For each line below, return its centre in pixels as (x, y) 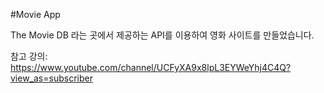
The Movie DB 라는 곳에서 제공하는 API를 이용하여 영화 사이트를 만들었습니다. (162, 35)
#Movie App (35, 14)
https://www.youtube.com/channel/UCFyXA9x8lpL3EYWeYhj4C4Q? (151, 67)
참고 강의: (29, 56)
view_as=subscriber (51, 78)
